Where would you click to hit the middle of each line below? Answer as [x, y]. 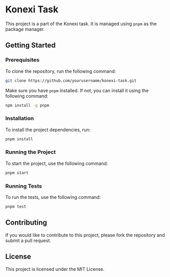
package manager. [25, 29]
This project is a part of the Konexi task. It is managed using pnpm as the [81, 24]
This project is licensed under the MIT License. [55, 269]
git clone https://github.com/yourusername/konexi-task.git [71, 81]
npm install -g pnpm [27, 105]
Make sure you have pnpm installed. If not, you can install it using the [77, 90]
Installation [20, 118]
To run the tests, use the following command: [53, 197]
